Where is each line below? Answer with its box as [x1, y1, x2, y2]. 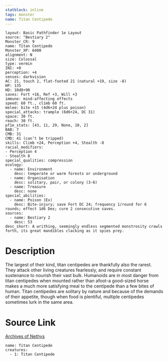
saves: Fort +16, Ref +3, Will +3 [5, 92, 78, 97]
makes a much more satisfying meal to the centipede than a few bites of [5, 283, 154, 289]
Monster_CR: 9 [5, 39, 35, 44]
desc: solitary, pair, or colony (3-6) [14, 180, 98, 185]
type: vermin [5, 61, 33, 66]
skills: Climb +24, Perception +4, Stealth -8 [5, 140, 104, 146]
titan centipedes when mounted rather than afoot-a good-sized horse [5, 278, 149, 284]
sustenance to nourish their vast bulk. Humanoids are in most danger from [5, 273, 159, 279]
